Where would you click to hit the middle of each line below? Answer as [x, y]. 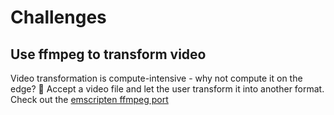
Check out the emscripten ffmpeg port [89, 99]
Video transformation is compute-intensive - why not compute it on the [156, 78]
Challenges [58, 17]
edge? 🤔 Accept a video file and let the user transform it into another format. [167, 89]
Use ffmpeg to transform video [108, 54]
